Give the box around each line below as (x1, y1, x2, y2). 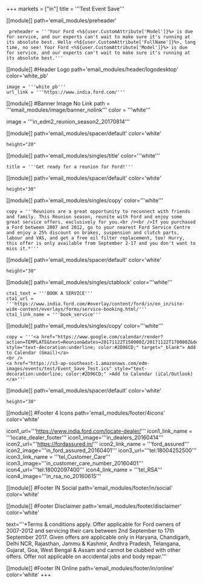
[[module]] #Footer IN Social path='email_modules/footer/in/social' (6, 484, 173, 491)
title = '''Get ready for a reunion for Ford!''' (6, 164, 134, 170)
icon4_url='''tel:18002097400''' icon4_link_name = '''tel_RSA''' (6, 466, 163, 473)
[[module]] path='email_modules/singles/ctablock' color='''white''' (6, 279, 173, 285)
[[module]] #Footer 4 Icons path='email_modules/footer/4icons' (6, 409, 165, 416)
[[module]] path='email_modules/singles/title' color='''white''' (6, 152, 160, 159)
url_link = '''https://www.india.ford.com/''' (6, 89, 126, 95)
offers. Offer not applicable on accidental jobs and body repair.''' (6, 553, 167, 560)
